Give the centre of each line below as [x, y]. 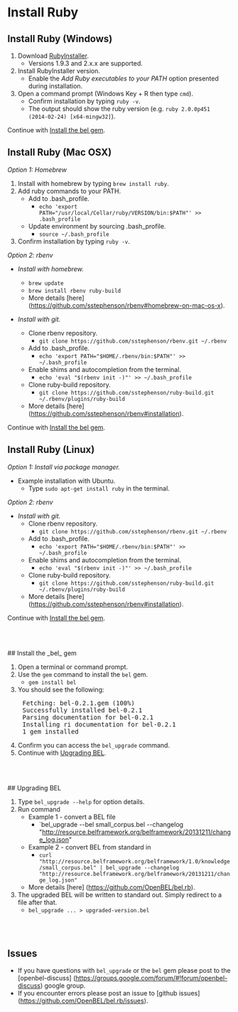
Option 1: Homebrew [37, 169]
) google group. [63, 986]
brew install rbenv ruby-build [75, 291]
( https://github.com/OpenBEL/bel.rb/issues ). [83, 1001]
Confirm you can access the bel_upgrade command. [94, 745]
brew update [46, 283]
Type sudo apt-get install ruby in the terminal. [99, 488]
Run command [39, 809]
